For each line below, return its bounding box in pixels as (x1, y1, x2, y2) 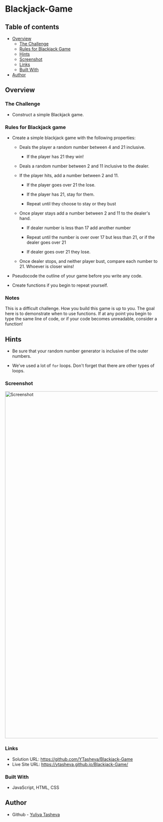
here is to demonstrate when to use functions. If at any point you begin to (5, 311, 152, 317)
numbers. (12, 353, 32, 359)
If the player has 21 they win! (26, 153, 84, 159)
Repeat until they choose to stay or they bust (26, 201, 116, 206)
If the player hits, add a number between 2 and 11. (19, 172, 119, 178)
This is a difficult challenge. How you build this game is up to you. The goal (5, 306, 155, 311)
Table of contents (5, 23, 59, 31)
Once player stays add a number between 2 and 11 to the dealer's (19, 210, 150, 216)
